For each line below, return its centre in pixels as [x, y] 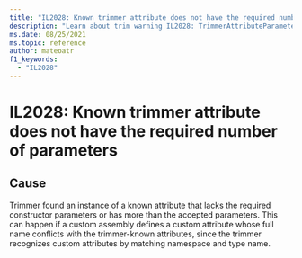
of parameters [64, 151]
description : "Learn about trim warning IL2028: [102, 26]
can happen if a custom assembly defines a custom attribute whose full [142, 224]
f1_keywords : [34, 59]
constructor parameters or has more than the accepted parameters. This [144, 214]
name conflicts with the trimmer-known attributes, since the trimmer [136, 234]
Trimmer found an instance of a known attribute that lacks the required [140, 205]
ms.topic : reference [48, 43]
